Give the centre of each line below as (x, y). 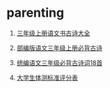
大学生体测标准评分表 (47, 78)
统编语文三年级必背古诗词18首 (60, 63)
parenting (35, 13)
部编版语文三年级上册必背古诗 (59, 47)
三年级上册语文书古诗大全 (53, 33)
